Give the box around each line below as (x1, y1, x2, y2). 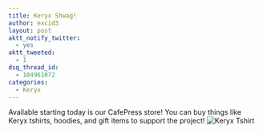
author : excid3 (8, 19, 59, 27)
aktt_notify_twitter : (8, 33, 81, 42)
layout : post (8, 26, 52, 34)
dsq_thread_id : (8, 64, 59, 72)
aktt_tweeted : (8, 49, 56, 57)
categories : (8, 78, 48, 86)
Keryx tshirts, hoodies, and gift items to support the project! (8, 116, 205, 126)
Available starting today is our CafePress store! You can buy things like (8, 108, 242, 117)
